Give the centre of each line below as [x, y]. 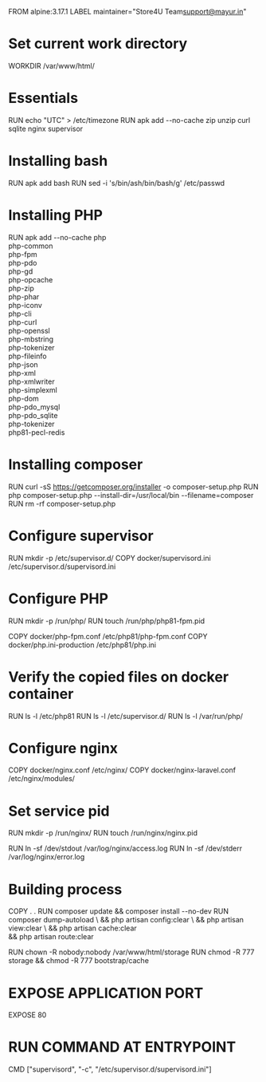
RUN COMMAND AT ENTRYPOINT [122, 1047]
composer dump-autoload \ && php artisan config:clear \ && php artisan [126, 920]
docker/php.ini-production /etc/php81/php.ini [82, 645]
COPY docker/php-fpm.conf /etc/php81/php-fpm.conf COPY [108, 636]
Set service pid [59, 811]
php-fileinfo [27, 356]
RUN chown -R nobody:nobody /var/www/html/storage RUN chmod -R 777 [131, 952]
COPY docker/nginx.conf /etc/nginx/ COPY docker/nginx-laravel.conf [122, 770]
